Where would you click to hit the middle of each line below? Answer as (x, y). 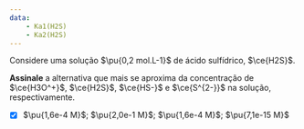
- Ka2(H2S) (47, 35)
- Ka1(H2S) (47, 26)
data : (20, 18)
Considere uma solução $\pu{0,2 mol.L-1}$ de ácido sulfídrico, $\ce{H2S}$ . (152, 61)
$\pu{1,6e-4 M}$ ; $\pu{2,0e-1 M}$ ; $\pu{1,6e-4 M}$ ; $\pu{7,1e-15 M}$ (156, 115)
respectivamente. (42, 97)
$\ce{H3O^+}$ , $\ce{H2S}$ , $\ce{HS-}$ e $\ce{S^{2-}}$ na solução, (141, 88)
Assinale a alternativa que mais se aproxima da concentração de (131, 78)
